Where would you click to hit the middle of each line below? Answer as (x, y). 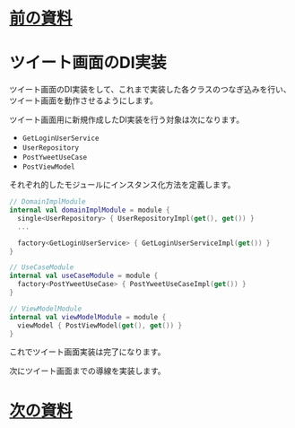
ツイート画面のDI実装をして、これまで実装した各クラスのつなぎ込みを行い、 (150, 90)
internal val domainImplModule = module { (90, 210)
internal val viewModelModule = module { (88, 317)
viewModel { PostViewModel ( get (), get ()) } (100, 325)
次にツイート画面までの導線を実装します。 (87, 371)
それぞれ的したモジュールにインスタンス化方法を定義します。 (122, 185)
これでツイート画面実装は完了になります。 (87, 352)
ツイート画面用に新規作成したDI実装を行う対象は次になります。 (127, 120)
